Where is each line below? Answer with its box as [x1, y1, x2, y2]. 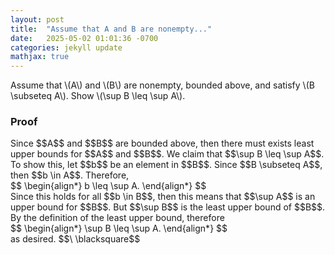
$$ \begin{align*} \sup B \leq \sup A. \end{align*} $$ [10, 222, 228, 235]
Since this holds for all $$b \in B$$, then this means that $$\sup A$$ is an [10, 191, 316, 203]
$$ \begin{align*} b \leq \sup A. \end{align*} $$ [10, 180, 207, 192]
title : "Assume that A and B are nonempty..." [10, 24, 213, 34]
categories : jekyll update [10, 42, 123, 53]
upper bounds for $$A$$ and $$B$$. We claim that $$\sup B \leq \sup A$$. [10, 148, 325, 160]
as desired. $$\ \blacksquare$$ [10, 233, 141, 245]
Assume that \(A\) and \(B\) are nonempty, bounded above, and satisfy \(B [10, 79, 315, 91]
